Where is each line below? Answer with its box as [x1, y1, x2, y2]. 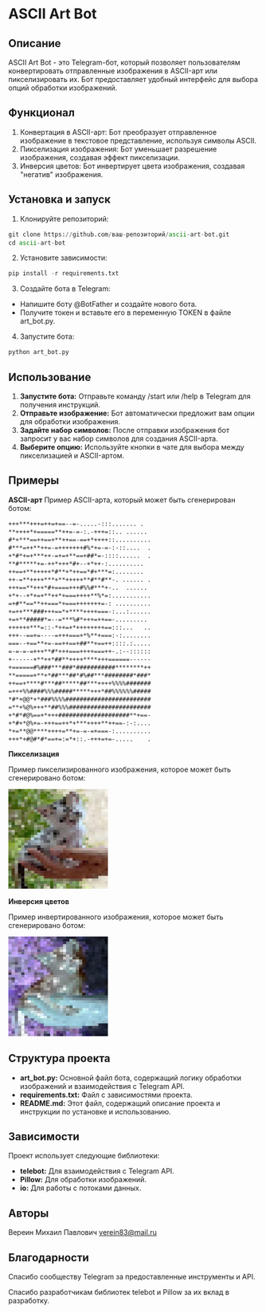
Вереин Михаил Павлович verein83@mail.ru [8, 1228, 157, 1237]
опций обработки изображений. [8, 83, 118, 92]
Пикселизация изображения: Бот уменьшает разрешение [19, 144, 217, 154]
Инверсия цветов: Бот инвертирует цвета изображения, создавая [19, 161, 245, 171]
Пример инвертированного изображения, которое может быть [8, 912, 224, 922]
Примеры [8, 474, 60, 487]
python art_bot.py [8, 348, 69, 356]
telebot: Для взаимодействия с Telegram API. [19, 1166, 175, 1176]
